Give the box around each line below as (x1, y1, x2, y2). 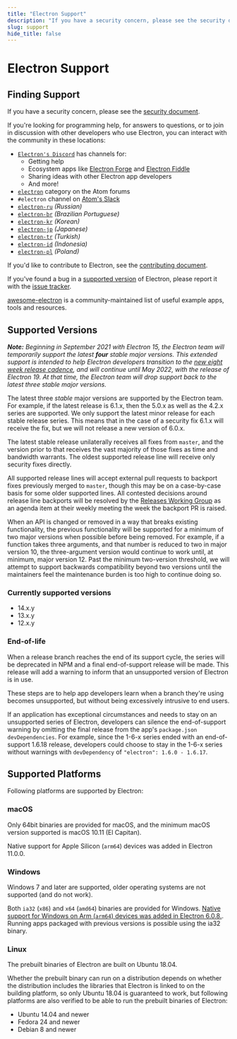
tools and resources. (7, 303, 67, 312)
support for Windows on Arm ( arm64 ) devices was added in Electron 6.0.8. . (7, 912, 224, 920)
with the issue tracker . (7, 282, 72, 290)
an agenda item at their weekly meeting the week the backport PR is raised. (7, 504, 227, 512)
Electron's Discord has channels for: (17, 150, 127, 158)
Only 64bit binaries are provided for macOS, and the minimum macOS (7, 821, 210, 829)
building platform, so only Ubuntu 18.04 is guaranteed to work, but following (7, 989, 228, 997)
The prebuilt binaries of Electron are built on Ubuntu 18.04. (7, 961, 178, 969)
